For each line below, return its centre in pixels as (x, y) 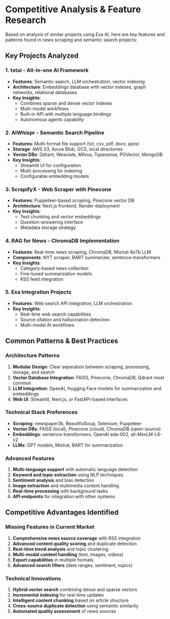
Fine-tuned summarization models (56, 273)
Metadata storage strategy (48, 227)
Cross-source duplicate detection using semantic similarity (75, 606)
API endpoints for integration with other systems (64, 497)
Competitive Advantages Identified (62, 513)
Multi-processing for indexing (51, 171)
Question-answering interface (52, 222)
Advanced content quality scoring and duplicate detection (75, 544)
